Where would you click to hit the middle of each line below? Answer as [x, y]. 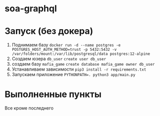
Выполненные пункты [53, 95]
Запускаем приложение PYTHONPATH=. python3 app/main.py [74, 75]
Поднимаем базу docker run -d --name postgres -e [66, 45]
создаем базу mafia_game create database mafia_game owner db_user [83, 64]
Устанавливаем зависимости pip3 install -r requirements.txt [79, 69]
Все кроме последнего [29, 108]
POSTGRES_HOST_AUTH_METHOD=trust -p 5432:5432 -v [64, 50]
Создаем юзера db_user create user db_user [59, 59]
